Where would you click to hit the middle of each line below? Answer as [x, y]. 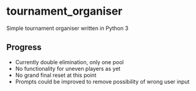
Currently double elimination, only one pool [69, 62]
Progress [24, 47]
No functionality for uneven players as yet [68, 68]
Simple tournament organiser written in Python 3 [67, 28]
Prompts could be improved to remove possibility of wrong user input [102, 81]
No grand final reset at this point [56, 75]
